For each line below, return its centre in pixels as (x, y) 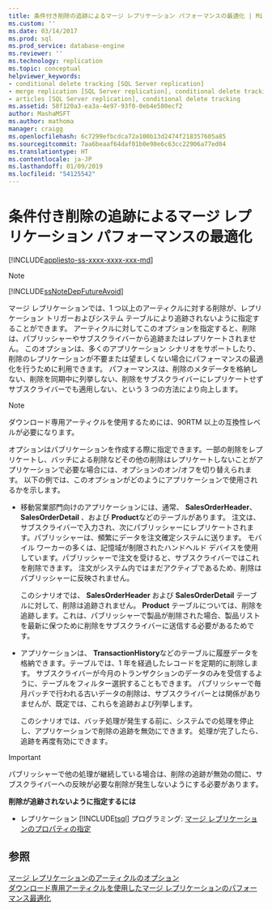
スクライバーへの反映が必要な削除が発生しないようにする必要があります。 (139, 784)
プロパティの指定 (63, 828)
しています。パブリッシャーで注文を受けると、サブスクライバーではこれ (140, 558)
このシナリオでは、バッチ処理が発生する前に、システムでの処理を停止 (137, 720)
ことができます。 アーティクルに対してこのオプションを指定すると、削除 (136, 328)
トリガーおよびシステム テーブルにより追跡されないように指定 (149, 318)
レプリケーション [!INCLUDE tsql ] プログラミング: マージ (113, 818)
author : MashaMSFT (39, 114)
